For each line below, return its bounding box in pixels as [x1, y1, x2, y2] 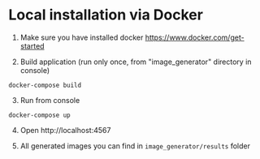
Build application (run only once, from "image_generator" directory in [19, 57, 252, 67]
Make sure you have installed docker [19, 32, 144, 42]
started [19, 41, 45, 50]
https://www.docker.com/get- [145, 32, 245, 42]
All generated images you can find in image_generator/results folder [19, 140, 250, 151]
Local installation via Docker [8, 6, 203, 24]
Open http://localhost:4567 [19, 125, 111, 135]
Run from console [19, 95, 80, 105]
